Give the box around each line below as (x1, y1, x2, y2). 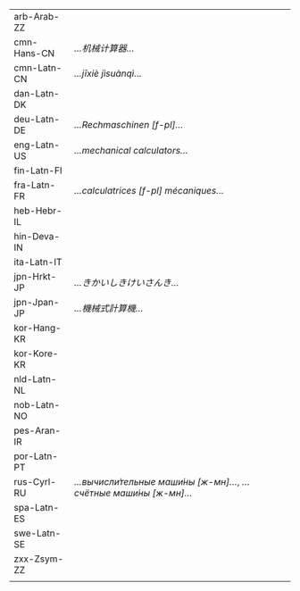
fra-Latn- (13, 179, 56, 191)
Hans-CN (13, 47, 55, 59)
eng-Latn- (13, 138, 61, 151)
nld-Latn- (13, 373, 57, 385)
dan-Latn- (13, 87, 60, 99)
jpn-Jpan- (13, 296, 60, 308)
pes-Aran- (13, 424, 61, 437)
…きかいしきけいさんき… (74, 277, 179, 288)
